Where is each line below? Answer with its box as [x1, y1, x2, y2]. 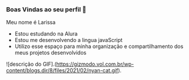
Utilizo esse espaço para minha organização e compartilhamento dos [14, 43, 184, 50]
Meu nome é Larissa [6, 19, 56, 26]
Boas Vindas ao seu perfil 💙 [6, 5, 87, 14]
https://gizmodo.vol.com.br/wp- [56, 60, 134, 68]
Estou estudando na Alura [14, 30, 78, 37]
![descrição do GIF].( [6, 60, 57, 68]
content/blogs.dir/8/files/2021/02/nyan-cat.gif [6, 67, 118, 74]
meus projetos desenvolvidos [14, 49, 87, 56]
